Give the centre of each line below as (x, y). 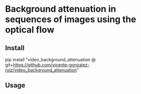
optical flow (30, 30)
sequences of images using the (71, 19)
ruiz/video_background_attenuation (41, 70)
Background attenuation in (61, 9)
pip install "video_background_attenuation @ (51, 59)
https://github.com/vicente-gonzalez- (51, 65)
